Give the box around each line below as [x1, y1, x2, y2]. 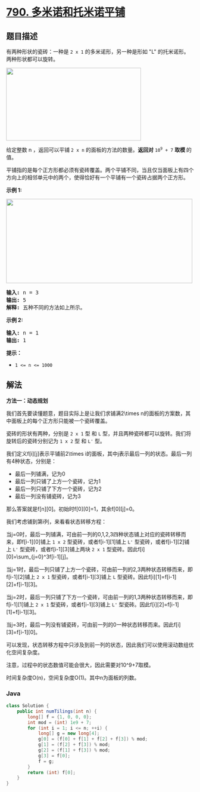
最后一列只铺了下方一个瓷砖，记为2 [14, 485, 102, 492]
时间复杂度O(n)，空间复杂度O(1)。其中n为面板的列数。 [6, 674, 140, 681]
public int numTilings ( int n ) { [17, 708, 97, 714]
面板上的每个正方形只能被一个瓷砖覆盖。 [11, 417, 111, 424]
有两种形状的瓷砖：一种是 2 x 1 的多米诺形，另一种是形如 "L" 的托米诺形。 [6, 48, 189, 55]
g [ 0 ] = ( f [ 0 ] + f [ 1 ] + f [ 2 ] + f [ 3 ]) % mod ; [37, 736, 148, 742]
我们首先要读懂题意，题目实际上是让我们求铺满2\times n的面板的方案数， [6, 410, 186, 417]
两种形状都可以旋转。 [6, 56, 58, 63]
